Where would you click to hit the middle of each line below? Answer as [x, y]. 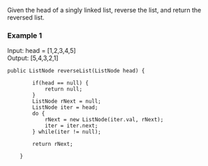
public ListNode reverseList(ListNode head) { [76, 71]
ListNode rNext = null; [67, 101]
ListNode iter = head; [65, 107]
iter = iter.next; [71, 126]
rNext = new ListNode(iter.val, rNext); [104, 120]
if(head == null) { [61, 83]
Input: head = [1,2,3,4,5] [42, 51]
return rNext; [53, 144]
